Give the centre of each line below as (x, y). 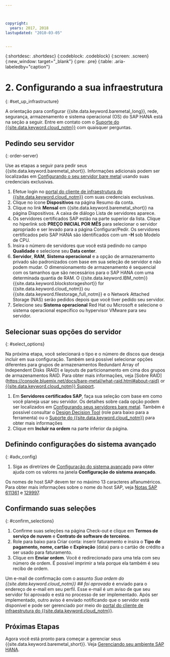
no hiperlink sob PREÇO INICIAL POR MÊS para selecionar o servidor (85, 224)
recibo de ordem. (31, 568)
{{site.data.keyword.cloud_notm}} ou (51, 289)
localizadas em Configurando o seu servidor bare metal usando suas (77, 176)
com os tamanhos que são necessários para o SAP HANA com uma (83, 273)
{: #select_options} (25, 344)
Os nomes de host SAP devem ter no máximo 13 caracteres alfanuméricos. (83, 482)
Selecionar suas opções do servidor (63, 332)
